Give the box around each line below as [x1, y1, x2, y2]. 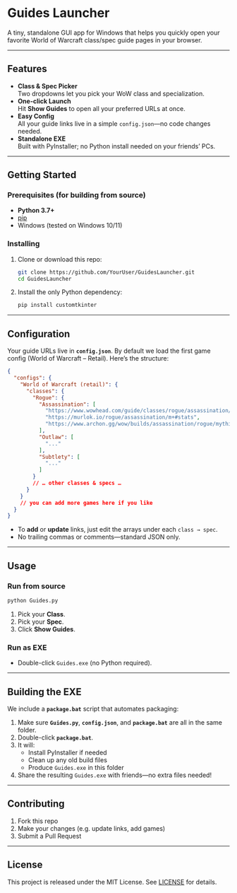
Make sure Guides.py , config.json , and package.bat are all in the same [17, 718, 222, 726]
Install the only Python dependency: [17, 288, 123, 296]
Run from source [7, 581, 66, 591]
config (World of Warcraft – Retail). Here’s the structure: [7, 354, 169, 363]
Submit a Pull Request [17, 831, 82, 840]
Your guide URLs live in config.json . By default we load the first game [7, 346, 211, 355]
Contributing [7, 798, 65, 810]
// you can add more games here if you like [20, 499, 153, 506]
